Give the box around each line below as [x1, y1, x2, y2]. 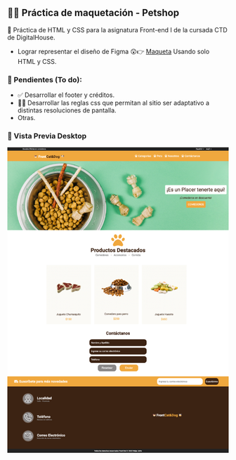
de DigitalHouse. [7, 33, 55, 41]
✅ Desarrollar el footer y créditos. [17, 91, 114, 99]
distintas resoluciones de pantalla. [17, 106, 117, 114]
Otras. [17, 114, 36, 122]
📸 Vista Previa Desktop [7, 131, 87, 141]
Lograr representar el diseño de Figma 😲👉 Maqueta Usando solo [17, 47, 210, 55]
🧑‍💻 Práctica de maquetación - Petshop [7, 7, 180, 19]
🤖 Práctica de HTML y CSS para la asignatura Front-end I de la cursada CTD [7, 25, 228, 34]
